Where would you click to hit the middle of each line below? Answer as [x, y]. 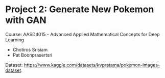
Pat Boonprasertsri [32, 55]
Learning [15, 40]
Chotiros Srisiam [30, 49]
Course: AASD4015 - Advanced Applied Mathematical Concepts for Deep [82, 34]
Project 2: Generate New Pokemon [80, 9]
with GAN [26, 20]
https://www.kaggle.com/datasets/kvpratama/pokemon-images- [92, 65]
